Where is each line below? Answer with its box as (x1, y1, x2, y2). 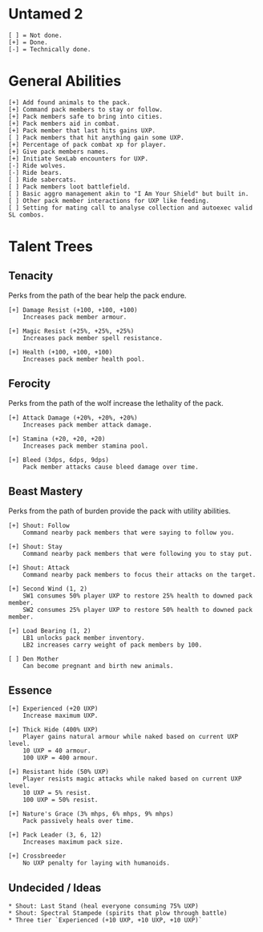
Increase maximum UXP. (22, 711, 99, 720)
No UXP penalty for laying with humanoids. (22, 859, 171, 867)
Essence (8, 683, 52, 697)
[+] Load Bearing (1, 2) (8, 626, 91, 634)
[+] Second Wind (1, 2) (8, 585, 88, 593)
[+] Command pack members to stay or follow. (8, 105, 163, 113)
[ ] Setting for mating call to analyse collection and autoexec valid (8, 204, 253, 212)
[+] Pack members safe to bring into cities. (8, 112, 163, 120)
